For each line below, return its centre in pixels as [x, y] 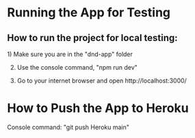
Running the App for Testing [89, 13]
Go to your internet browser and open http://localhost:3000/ [102, 81]
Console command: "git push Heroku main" [68, 127]
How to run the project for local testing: [92, 38]
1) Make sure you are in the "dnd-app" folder [70, 54]
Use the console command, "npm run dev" [77, 67]
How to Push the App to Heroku [98, 108]
